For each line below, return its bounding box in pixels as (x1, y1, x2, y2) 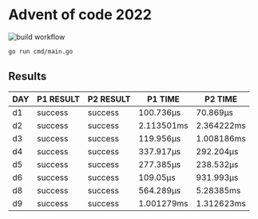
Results (8, 70, 47, 83)
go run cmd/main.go (8, 47, 73, 55)
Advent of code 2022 (8, 6, 152, 24)
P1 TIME (146, 94, 180, 105)
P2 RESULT (87, 94, 131, 105)
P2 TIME (204, 94, 238, 105)
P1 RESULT (37, 94, 80, 105)
